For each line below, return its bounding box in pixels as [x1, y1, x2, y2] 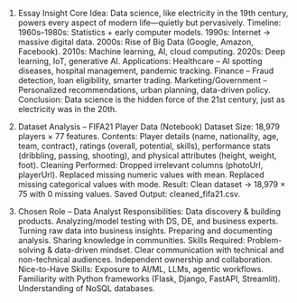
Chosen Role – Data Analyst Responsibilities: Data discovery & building [17, 206, 282, 216]
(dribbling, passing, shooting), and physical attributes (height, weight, [17, 150, 277, 161]
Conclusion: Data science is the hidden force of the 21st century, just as [17, 94, 286, 105]
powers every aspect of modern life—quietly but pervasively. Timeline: [17, 17, 282, 28]
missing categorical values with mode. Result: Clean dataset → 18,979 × [17, 179, 286, 189]
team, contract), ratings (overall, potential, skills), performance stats [17, 140, 271, 151]
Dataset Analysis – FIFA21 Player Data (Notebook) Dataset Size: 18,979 [17, 121, 280, 132]
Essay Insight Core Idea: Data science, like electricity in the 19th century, [17, 8, 289, 18]
